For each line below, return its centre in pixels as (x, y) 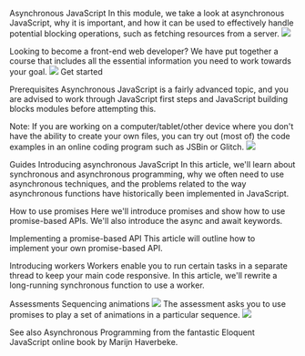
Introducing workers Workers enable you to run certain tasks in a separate (149, 266)
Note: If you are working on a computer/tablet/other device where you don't (152, 126)
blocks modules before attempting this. (83, 109)
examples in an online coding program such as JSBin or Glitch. (127, 147)
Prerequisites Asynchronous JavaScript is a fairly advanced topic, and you (149, 89)
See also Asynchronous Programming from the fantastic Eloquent (132, 332)
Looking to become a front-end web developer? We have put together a (144, 51)
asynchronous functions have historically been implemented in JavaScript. (149, 193)
